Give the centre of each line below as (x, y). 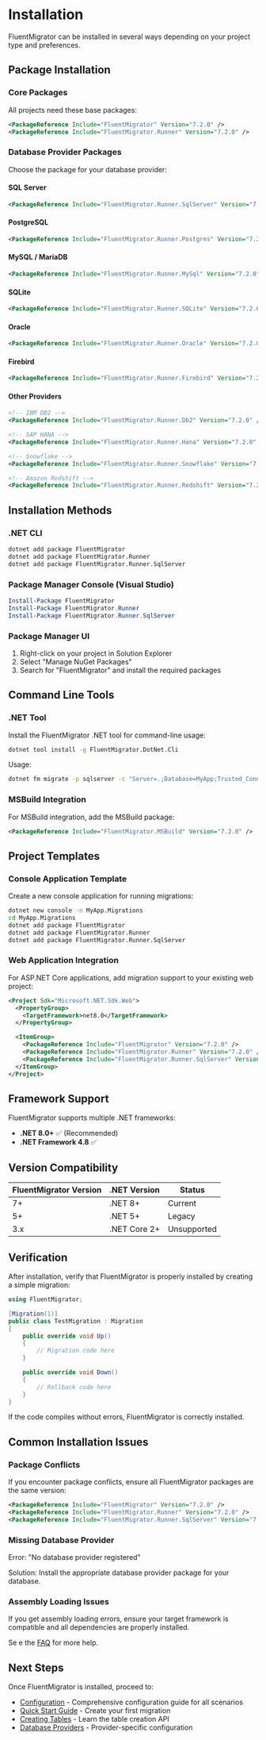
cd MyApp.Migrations (42, 918)
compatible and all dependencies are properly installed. (99, 1627)
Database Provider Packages (65, 152)
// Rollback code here (74, 1387)
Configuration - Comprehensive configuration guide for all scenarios (131, 1702)
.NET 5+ (125, 1216)
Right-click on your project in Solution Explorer (96, 653)
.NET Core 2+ (135, 1230)
